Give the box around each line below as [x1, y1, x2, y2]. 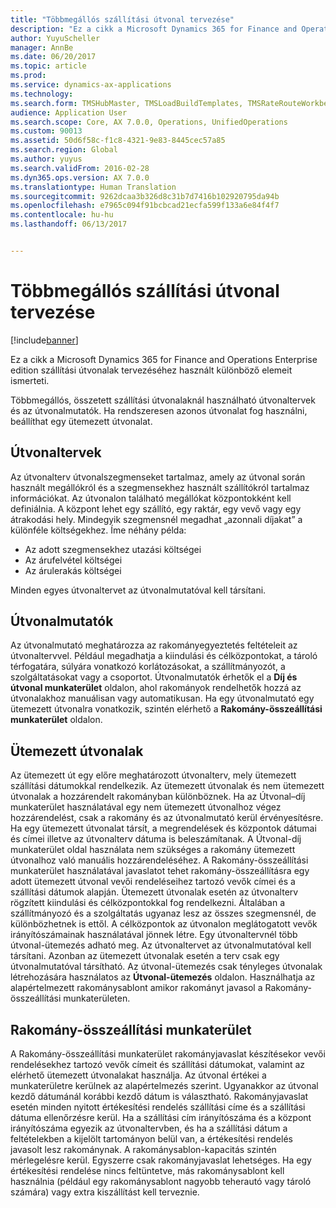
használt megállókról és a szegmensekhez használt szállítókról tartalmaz [10, 481, 310, 493]
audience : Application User [10, 107, 128, 118]
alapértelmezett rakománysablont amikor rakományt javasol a [10, 982, 263, 994]
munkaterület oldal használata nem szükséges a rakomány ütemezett [10, 844, 296, 856]
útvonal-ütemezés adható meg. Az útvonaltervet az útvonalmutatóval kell [10, 939, 312, 951]
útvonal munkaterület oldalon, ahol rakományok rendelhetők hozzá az [10, 682, 302, 694]
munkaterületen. [63, 992, 131, 1005]
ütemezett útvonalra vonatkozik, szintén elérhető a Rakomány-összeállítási [10, 703, 323, 715]
